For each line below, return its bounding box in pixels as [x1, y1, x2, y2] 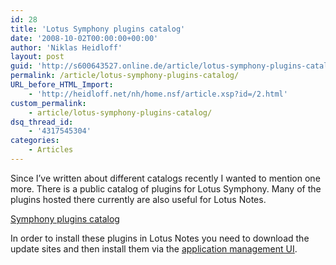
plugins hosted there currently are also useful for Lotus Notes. [10, 193, 267, 205]
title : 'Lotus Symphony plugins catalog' [10, 24, 186, 34]
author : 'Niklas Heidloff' [10, 42, 123, 53]
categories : [10, 136, 60, 146]
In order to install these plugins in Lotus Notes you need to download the [10, 232, 310, 244]
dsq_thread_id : [10, 117, 74, 127]
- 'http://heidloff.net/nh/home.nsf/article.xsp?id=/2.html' [28, 89, 288, 99]
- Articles [28, 145, 74, 155]
